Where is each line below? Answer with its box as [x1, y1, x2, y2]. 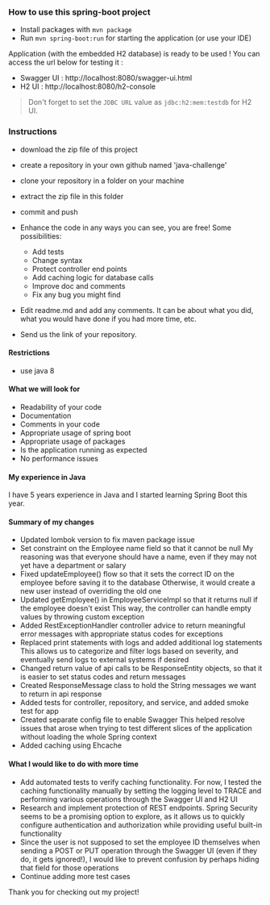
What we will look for [8, 384, 81, 394]
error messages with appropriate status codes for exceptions [19, 629, 223, 639]
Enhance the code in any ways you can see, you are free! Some [19, 223, 232, 232]
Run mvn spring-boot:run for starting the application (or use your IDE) [19, 33, 252, 43]
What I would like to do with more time [8, 759, 139, 769]
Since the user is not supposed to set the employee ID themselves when [19, 837, 260, 847]
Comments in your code [19, 419, 101, 429]
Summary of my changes [8, 517, 94, 527]
